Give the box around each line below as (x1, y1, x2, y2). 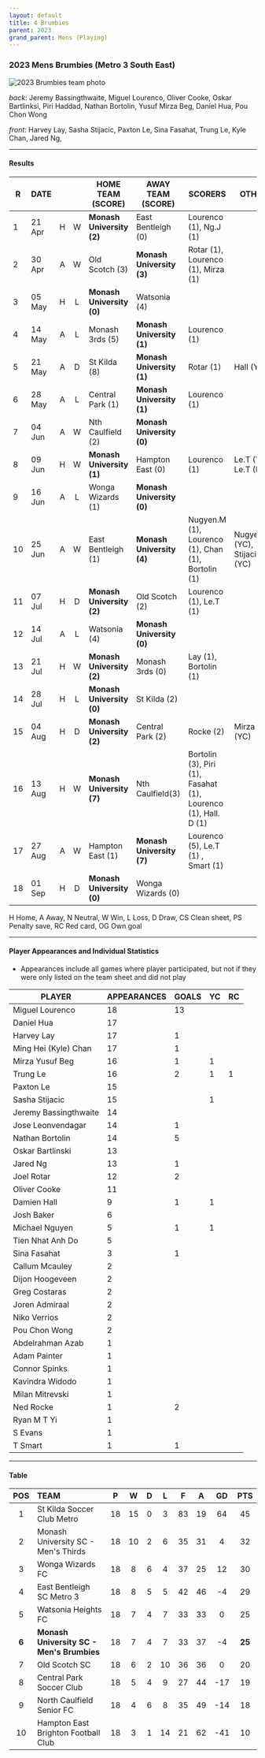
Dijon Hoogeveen (13, 1273, 77, 1284)
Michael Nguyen (13, 1222, 74, 1233)
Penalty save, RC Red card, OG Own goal (9, 921, 142, 930)
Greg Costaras (13, 1286, 67, 1297)
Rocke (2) (188, 726, 225, 737)
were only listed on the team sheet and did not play (20, 972, 187, 981)
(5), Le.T (188, 840, 220, 851)
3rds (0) (135, 665, 167, 676)
